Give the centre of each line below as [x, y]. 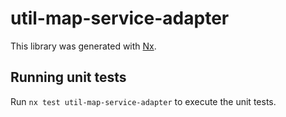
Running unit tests [68, 77]
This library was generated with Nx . [83, 46]
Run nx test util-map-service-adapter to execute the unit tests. [143, 101]
